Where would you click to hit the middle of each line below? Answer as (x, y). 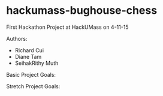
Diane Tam (28, 56)
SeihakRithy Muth (37, 63)
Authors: (17, 38)
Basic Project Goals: (31, 74)
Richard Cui (29, 50)
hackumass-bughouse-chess (82, 10)
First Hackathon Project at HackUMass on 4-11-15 (67, 27)
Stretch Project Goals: (33, 86)
